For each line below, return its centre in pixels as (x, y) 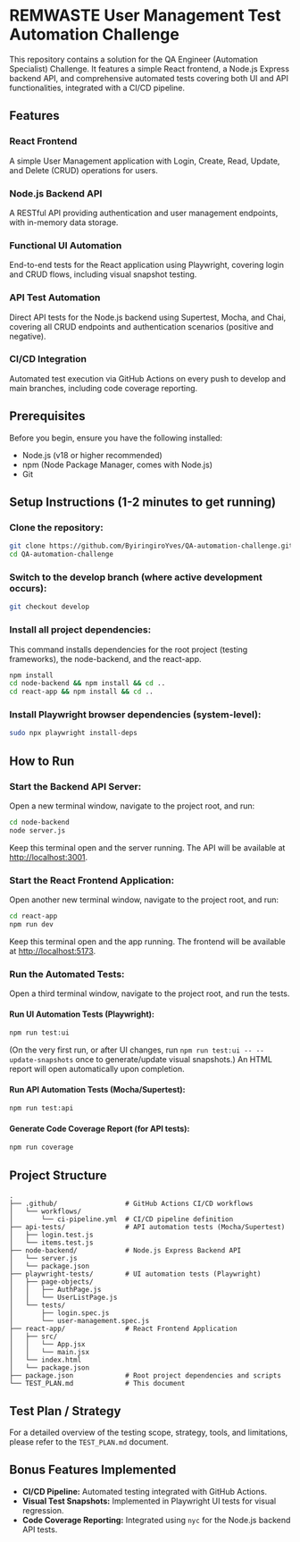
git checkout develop (50, 607)
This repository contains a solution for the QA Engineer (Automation (134, 59)
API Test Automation (55, 298)
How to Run (42, 761)
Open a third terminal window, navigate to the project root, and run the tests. (150, 993)
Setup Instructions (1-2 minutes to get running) (143, 503)
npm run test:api (42, 1109)
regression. (43, 1510)
